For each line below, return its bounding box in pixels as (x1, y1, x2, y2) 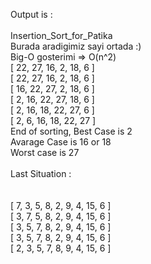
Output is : (10, 9, 53, 20)
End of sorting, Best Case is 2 (10, 125, 133, 137)
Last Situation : (10, 168, 72, 179)
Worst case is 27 (10, 147, 80, 158)
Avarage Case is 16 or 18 (10, 136, 112, 148)
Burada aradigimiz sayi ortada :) (10, 40, 142, 52)
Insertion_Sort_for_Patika (10, 30, 113, 41)
